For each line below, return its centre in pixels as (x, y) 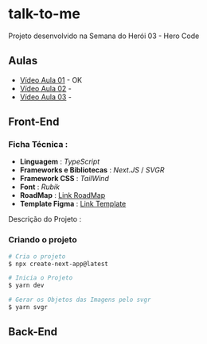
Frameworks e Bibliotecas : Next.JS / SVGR (92, 170)
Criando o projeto (43, 240)
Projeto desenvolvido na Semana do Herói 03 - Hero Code (104, 36)
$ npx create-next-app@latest (59, 264)
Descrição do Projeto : (45, 219)
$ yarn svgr (28, 307)
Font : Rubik (39, 187)
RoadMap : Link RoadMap (62, 195)
